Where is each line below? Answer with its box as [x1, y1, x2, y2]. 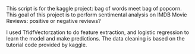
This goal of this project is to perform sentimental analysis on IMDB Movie [6, 11, 187, 18]
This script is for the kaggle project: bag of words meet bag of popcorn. [6, 5, 183, 12]
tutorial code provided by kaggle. [6, 41, 87, 48]
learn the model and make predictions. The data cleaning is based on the [6, 35, 185, 42]
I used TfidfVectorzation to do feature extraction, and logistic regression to [6, 29, 189, 36]
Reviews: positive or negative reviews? [6, 18, 101, 24]
